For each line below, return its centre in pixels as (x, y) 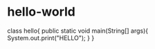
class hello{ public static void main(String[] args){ (78, 31)
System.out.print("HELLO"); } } (51, 37)
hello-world (42, 12)
